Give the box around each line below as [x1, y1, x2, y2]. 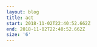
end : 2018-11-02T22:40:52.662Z [6, 26, 85, 32]
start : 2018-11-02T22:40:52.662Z [6, 20, 91, 26]
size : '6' [6, 32, 32, 38]
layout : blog [6, 9, 39, 15]
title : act [6, 15, 34, 21]
